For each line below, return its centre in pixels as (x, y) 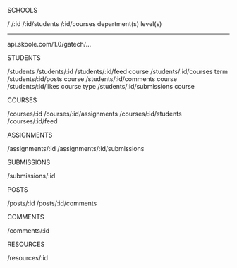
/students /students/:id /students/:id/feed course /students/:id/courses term (117, 71)
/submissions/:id (31, 176)
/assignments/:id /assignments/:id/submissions (76, 148)
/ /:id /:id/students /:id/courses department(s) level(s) (85, 24)
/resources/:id (28, 258)
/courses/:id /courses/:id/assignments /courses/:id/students (95, 114)
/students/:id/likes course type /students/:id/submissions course (101, 86)
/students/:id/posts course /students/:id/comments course (92, 79)
